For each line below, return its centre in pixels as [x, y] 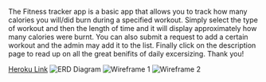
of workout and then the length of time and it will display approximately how [133, 28]
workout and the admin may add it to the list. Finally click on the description [132, 45]
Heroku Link [28, 69]
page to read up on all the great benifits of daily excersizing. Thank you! [126, 54]
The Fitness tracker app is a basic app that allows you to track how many [128, 12]
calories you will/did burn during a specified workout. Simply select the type [133, 20]
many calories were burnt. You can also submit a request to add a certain [128, 37]
